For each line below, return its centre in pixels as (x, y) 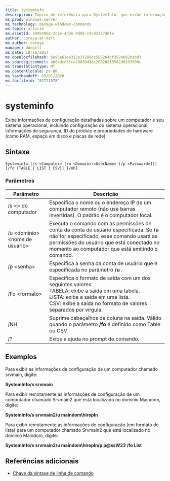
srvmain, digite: (22, 374)
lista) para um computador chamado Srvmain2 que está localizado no (78, 430)
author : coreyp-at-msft (30, 39)
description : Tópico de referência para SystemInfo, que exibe (73, 15)
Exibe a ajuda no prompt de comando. (94, 339)
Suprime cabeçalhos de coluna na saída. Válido (105, 318)
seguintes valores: (71, 284)
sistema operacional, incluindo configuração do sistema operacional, (77, 125)
